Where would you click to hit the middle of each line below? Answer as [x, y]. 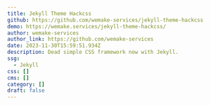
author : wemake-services [43, 33]
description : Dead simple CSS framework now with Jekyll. [93, 52]
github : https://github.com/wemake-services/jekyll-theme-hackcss [105, 20]
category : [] [26, 84]
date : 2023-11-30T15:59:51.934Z [54, 46]
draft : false [26, 90]
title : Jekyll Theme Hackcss [49, 13]
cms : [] [18, 78]
